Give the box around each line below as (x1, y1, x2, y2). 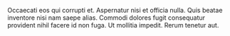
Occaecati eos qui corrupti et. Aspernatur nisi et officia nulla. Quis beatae (7, 6, 223, 14)
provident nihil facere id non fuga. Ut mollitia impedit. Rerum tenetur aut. (7, 21, 219, 29)
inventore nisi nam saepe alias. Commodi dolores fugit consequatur (7, 13, 205, 22)
